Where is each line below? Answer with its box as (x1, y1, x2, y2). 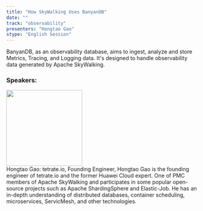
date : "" (6, 15, 28, 21)
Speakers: (6, 76, 38, 85)
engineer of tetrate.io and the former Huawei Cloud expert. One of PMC (6, 172, 185, 179)
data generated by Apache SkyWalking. (6, 61, 105, 69)
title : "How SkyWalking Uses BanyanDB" (6, 8, 107, 15)
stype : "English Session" (6, 32, 72, 38)
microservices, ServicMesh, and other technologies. (6, 198, 137, 205)
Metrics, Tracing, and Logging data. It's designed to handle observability (6, 55, 188, 62)
